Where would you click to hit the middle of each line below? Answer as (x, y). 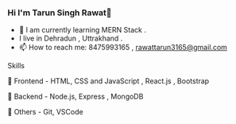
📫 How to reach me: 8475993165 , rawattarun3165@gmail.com (123, 48)
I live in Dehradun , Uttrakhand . (71, 38)
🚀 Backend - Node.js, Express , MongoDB (75, 97)
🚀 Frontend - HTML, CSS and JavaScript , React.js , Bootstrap (108, 81)
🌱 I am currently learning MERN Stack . (82, 30)
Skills (16, 66)
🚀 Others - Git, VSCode (46, 112)
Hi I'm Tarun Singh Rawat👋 (60, 13)
